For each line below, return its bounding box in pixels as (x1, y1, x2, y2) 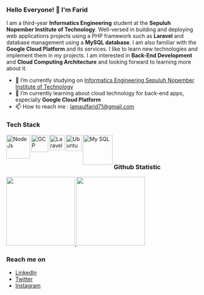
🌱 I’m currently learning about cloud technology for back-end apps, (15, 90, 185, 97)
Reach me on (6, 255, 46, 263)
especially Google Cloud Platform (15, 96, 101, 103)
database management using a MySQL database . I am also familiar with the (6, 39, 197, 46)
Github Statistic (113, 162, 161, 171)
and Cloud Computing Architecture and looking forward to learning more (6, 58, 192, 66)
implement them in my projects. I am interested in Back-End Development (6, 52, 193, 59)
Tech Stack (6, 120, 41, 129)
